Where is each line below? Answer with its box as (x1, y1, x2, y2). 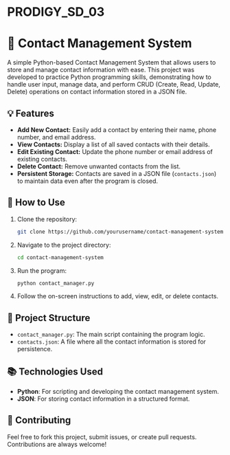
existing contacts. (16, 155, 67, 163)
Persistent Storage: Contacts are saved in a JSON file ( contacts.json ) (16, 169, 217, 177)
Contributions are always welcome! (7, 440, 107, 448)
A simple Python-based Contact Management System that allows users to (7, 58, 216, 67)
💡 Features (7, 107, 55, 119)
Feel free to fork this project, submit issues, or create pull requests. (7, 432, 197, 441)
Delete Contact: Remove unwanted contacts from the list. (16, 162, 181, 170)
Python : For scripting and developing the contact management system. (16, 388, 220, 395)
